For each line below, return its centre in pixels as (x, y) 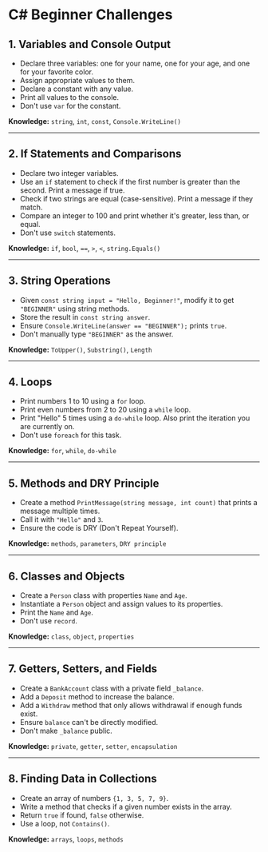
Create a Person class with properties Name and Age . (103, 595)
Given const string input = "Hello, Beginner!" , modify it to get (127, 300)
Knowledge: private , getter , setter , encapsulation (93, 746)
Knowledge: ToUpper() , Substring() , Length (80, 349)
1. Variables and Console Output (90, 44)
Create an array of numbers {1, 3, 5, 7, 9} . (94, 798)
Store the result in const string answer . (85, 317)
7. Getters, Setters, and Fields (83, 669)
